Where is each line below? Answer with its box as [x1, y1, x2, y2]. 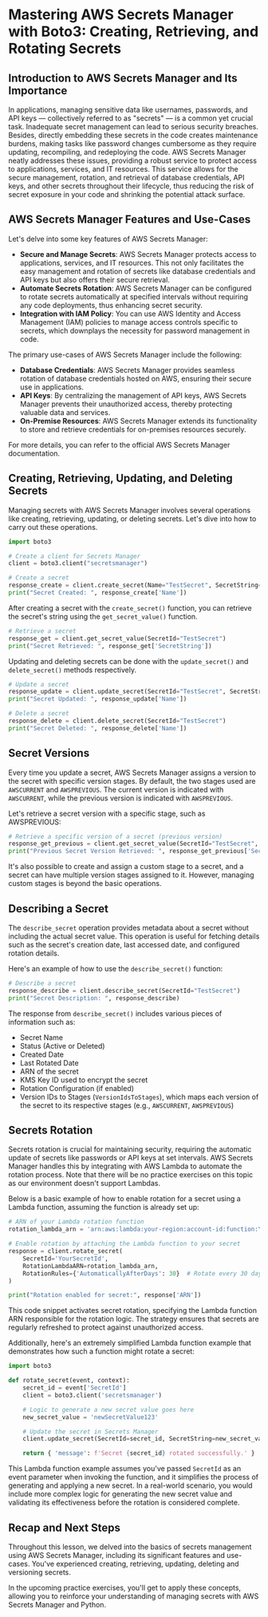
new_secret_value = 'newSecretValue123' [22, 1413, 159, 1421]
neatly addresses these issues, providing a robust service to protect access [8, 156, 258, 165]
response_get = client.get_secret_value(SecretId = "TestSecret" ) [8, 635, 227, 642]
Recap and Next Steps [8, 1520, 121, 1534]
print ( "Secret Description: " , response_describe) [8, 994, 180, 1002]
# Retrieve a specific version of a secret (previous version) [8, 832, 223, 840]
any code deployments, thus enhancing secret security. [19, 300, 203, 310]
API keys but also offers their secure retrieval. [19, 275, 170, 284]
